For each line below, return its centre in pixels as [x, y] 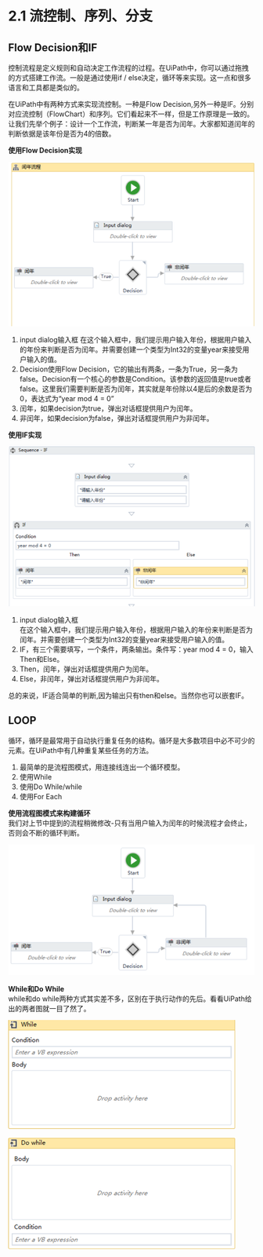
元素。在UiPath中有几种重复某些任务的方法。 [81, 750]
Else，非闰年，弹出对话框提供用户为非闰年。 [92, 678]
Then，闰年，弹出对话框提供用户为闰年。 [86, 669]
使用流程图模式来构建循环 [49, 813]
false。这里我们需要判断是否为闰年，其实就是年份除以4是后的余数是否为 [136, 389]
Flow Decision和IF [53, 48]
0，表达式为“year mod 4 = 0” [67, 398]
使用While [36, 776]
